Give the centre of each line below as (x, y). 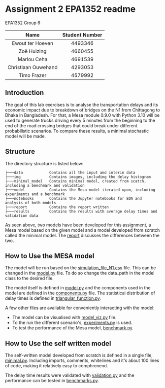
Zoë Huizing (33, 51)
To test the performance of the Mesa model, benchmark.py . (73, 328)
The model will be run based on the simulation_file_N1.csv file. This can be (81, 268)
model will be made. (25, 136)
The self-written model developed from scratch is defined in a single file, (79, 355)
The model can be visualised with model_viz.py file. (64, 317)
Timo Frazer (33, 75)
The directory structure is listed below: (44, 163)
